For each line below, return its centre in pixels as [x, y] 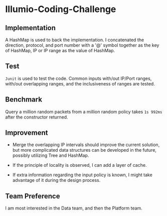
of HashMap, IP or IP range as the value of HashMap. [60, 50]
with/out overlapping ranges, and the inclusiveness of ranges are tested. [80, 83]
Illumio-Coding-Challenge [61, 9]
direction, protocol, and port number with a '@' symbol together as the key [82, 45]
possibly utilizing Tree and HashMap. [51, 155]
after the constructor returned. [37, 117]
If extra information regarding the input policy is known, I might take [82, 175]
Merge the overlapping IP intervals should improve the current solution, [86, 145]
